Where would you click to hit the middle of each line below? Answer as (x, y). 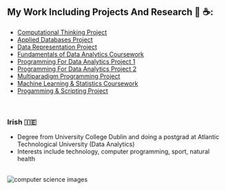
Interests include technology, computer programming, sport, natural (113, 151)
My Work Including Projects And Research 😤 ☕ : (110, 12)
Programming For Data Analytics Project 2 (76, 69)
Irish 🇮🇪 (22, 122)
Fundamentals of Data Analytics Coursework (81, 54)
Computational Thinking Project (62, 32)
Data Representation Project (57, 47)
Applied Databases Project (55, 39)
